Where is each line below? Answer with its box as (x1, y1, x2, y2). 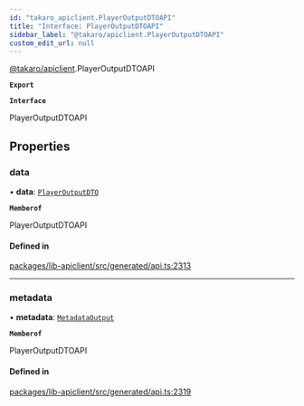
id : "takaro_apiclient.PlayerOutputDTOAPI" (9, 13, 176, 23)
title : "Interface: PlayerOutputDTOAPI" (9, 22, 165, 31)
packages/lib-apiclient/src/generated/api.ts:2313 (9, 260, 192, 271)
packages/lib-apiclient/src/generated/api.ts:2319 (9, 386, 192, 397)
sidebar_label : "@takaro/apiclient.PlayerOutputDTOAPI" (9, 30, 224, 39)
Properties (9, 138, 71, 154)
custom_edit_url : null (9, 38, 95, 48)
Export (9, 80, 34, 90)
